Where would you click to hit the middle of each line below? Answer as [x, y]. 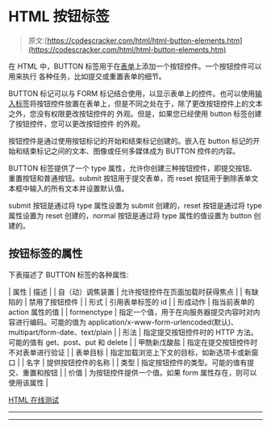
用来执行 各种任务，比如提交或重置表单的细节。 [87, 76]
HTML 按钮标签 [59, 17]
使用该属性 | [28, 382]
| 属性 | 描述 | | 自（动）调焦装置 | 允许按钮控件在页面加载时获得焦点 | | [125, 292]
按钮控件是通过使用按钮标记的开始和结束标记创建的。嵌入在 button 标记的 [131, 141]
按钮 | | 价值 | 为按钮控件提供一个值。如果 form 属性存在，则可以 [150, 372]
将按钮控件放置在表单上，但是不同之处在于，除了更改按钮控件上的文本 [146, 103]
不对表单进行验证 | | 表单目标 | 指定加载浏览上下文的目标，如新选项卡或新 [130, 352]
